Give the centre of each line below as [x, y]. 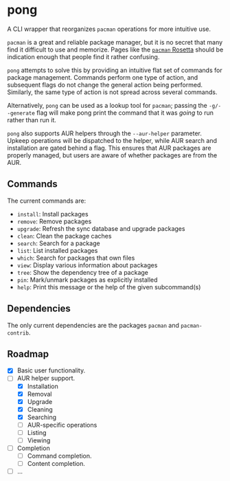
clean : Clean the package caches [64, 236]
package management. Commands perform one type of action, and [103, 77]
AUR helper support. [46, 378]
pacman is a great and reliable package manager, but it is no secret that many [115, 42]
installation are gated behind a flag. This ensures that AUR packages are [109, 148]
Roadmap [28, 354]
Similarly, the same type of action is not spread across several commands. [112, 92]
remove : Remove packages [54, 221]
